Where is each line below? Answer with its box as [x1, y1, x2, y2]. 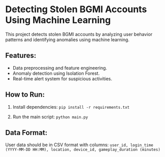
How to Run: [5, 90, 45, 99]
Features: [5, 51, 37, 60]
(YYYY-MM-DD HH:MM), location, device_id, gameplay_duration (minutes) [5, 147, 160, 152]
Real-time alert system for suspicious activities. [12, 75, 113, 82]
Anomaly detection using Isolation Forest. [12, 70, 100, 76]
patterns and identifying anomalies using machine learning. [5, 37, 130, 43]
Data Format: [5, 128, 47, 137]
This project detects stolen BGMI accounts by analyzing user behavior [5, 31, 153, 37]
